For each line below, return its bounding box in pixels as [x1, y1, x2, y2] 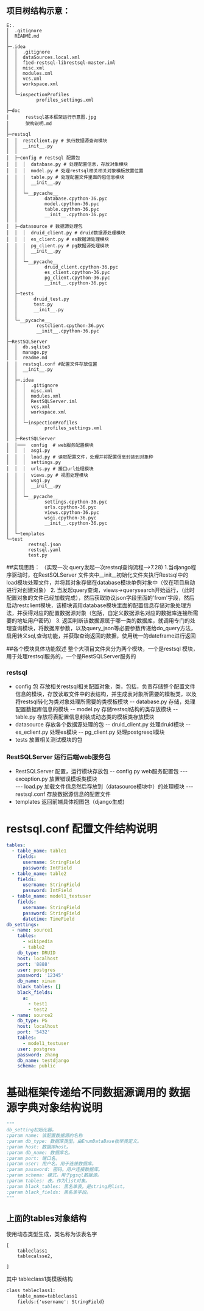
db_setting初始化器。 [6, 1127, 57, 1133]
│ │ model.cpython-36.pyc [6, 200, 99, 207]
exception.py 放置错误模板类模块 [15, 775, 97, 782]
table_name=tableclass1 [17, 1293, 78, 1299]
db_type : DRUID [17, 949, 56, 956]
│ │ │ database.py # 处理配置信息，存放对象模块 [6, 161, 128, 167]
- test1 [28, 1000, 47, 1007]
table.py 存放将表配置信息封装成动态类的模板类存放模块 [15, 713, 155, 720]
